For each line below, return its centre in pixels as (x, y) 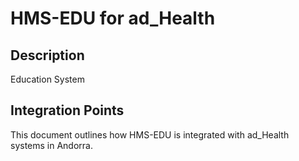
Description (47, 55)
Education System (47, 79)
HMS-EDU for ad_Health (113, 18)
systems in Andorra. (51, 145)
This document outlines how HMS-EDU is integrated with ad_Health (150, 134)
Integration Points (67, 110)
